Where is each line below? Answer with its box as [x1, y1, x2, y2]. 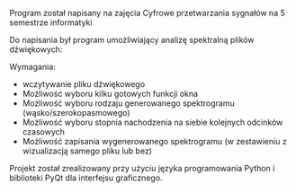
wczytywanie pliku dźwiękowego [22, 79, 146, 89]
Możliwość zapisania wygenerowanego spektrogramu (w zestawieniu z [22, 136, 288, 146]
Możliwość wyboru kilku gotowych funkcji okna [22, 89, 199, 99]
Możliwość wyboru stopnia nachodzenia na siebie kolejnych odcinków [22, 117, 283, 127]
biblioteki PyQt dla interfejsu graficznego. [9, 172, 164, 183]
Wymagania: [9, 62, 56, 72]
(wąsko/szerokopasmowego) [22, 108, 130, 118]
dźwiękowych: [9, 44, 63, 55]
